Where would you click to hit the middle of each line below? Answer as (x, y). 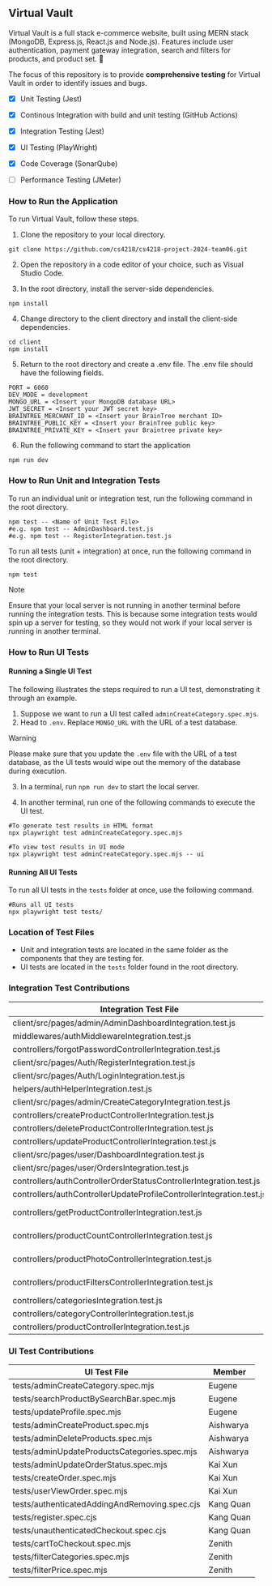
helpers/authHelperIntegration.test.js (82, 1088)
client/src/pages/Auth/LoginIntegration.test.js (99, 1075)
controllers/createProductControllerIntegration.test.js (113, 1115)
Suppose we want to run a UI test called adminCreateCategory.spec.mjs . (139, 713)
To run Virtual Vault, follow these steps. (74, 219)
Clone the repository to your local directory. (93, 235)
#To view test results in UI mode (67, 847)
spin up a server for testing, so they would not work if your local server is (130, 622)
